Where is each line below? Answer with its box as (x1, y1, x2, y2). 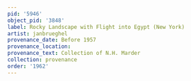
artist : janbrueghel (7, 30, 69, 37)
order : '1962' (7, 63, 50, 70)
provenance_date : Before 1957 (7, 37, 97, 44)
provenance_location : (7, 43, 71, 50)
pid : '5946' (7, 10, 42, 18)
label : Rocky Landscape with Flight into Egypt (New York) (7, 23, 185, 30)
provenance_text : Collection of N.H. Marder (7, 50, 141, 57)
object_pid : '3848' (7, 17, 65, 24)
